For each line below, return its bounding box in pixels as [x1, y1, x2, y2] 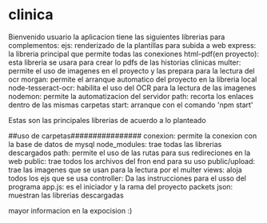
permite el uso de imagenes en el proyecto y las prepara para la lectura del [8, 66, 255, 75]
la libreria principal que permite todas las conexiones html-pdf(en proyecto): [8, 49, 260, 58]
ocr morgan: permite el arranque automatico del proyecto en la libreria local [8, 74, 257, 84]
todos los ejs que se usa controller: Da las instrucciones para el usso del [8, 173, 246, 183]
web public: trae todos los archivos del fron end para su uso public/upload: [8, 156, 256, 165]
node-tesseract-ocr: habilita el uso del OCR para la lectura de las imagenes [8, 82, 257, 93]
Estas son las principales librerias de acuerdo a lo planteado [8, 115, 206, 125]
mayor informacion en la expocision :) [8, 205, 133, 215]
